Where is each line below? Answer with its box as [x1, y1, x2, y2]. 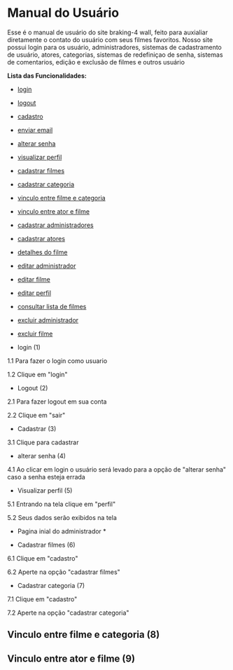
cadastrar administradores [17, 221, 94, 229]
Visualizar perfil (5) [17, 486, 73, 495]
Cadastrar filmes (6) [17, 540, 76, 549]
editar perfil [17, 289, 51, 297]
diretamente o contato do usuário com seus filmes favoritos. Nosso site [7, 35, 213, 43]
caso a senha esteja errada [7, 472, 85, 481]
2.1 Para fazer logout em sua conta [7, 397, 107, 406]
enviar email [17, 125, 53, 134]
